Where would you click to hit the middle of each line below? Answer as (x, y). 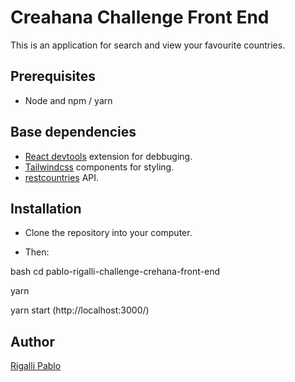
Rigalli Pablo (36, 366)
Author (32, 341)
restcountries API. (62, 177)
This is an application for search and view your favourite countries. (148, 45)
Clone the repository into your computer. (108, 233)
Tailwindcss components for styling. (99, 167)
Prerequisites (53, 76)
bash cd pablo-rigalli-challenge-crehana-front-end (115, 272)
